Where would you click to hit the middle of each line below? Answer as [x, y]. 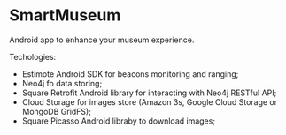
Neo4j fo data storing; [62, 83]
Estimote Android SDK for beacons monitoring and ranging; [130, 74]
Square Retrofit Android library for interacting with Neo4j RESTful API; [149, 93]
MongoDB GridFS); [56, 111]
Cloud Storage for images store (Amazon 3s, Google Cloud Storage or [150, 101]
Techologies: [33, 56]
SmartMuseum [65, 15]
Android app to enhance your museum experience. [102, 40]
